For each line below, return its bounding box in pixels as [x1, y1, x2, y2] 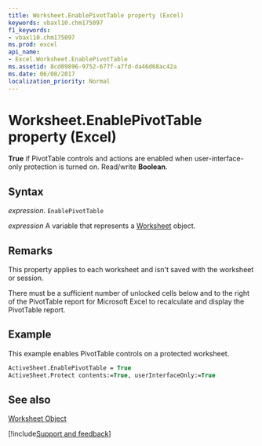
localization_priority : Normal [8, 77, 111, 85]
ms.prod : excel [8, 41, 58, 49]
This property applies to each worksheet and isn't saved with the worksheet [8, 265, 254, 275]
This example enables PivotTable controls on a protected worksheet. [8, 348, 230, 358]
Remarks [8, 244, 53, 257]
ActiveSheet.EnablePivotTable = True [8, 363, 132, 372]
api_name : [8, 48, 41, 56]
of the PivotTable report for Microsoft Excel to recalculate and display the [8, 297, 245, 307]
